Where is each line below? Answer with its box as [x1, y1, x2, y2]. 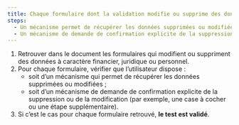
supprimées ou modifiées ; [28, 80, 107, 89]
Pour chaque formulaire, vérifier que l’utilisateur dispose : [17, 65, 186, 73]
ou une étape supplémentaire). [28, 102, 119, 111]
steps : [7, 17, 27, 24]
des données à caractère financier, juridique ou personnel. [17, 58, 190, 66]
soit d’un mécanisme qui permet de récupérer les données [28, 72, 201, 81]
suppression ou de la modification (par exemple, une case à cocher [28, 95, 226, 104]
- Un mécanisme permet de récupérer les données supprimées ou [14, 23, 205, 31]
